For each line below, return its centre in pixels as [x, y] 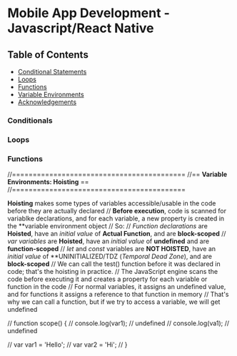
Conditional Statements [52, 72]
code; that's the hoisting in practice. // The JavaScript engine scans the [113, 272]
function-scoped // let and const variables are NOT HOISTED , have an [112, 249]
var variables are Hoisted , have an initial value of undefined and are [108, 241]
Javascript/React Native [81, 28]
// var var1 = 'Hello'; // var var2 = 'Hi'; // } [67, 345]
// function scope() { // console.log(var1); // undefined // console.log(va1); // [118, 323]
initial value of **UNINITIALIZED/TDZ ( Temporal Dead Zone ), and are [110, 256]
